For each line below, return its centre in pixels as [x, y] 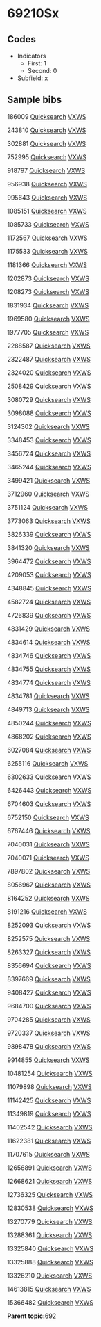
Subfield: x [33, 78]
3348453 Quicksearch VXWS [49, 440]
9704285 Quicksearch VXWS [49, 1019]
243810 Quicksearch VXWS [47, 130]
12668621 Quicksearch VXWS [49, 1181]
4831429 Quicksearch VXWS [49, 629]
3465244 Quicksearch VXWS [49, 467]
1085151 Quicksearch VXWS [47, 211]
